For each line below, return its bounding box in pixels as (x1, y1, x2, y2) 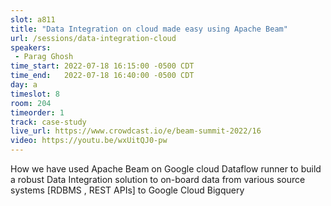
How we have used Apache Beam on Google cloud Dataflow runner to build (10, 163, 322, 175)
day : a (10, 80, 38, 90)
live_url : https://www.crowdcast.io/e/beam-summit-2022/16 (10, 126, 262, 136)
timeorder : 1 (10, 107, 65, 118)
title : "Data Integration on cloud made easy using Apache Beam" (10, 24, 288, 34)
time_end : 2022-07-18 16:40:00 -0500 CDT (10, 71, 195, 81)
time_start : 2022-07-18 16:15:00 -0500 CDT (10, 61, 195, 71)
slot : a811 (10, 14, 56, 25)
